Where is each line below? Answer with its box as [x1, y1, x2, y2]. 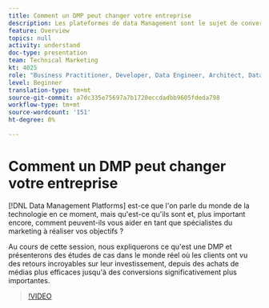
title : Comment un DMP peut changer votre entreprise [8, 11, 192, 20]
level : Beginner [8, 78, 62, 86]
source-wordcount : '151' [8, 109, 91, 117]
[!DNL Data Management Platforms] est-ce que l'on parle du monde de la [8, 201, 250, 210]
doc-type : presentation [8, 49, 88, 57]
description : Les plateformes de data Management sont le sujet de [8, 19, 239, 27]
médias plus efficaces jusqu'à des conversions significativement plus [8, 267, 238, 277]
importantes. [8, 275, 50, 285]
